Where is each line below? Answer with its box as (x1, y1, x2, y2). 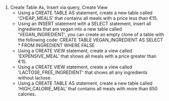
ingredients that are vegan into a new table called (17, 26, 122, 32)
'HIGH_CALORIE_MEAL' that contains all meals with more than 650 (17, 86, 158, 91)
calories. (17, 91, 36, 97)
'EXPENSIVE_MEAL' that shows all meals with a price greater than (17, 53, 157, 59)
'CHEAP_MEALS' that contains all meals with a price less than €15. (17, 15, 158, 21)
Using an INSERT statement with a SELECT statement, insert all (17, 20, 152, 27)
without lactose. (17, 75, 52, 81)
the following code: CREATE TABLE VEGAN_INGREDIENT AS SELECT (17, 37, 163, 43)
